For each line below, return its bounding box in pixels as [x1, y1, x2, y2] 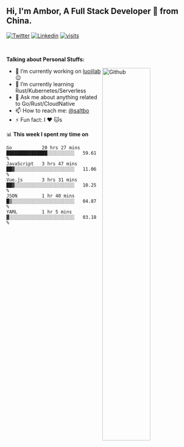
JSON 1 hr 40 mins [6, 193, 75, 199]
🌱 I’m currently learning [15, 80, 74, 87]
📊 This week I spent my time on [6, 130, 89, 138]
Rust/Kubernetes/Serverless [15, 87, 87, 94]
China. [6, 16, 32, 26]
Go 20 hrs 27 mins [6, 144, 80, 150]
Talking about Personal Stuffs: [6, 56, 85, 63]
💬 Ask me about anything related [15, 93, 97, 101]
